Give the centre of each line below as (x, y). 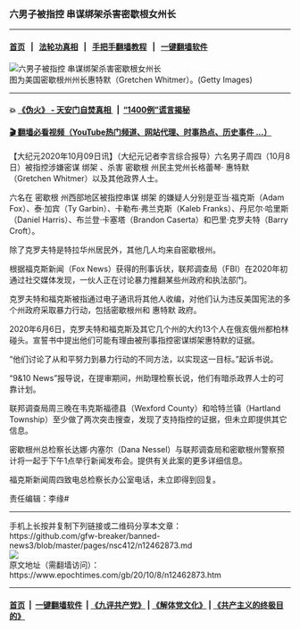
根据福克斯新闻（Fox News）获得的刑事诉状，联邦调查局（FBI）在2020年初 (149, 269)
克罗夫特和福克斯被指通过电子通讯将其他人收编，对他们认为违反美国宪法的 (146, 299)
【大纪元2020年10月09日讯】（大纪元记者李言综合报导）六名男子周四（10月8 (150, 156)
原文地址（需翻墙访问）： (54, 565)
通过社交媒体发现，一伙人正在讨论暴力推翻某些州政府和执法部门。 (130, 280)
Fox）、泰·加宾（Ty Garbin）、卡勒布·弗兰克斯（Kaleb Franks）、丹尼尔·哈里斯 (149, 209)
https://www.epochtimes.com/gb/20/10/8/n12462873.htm (115, 575)
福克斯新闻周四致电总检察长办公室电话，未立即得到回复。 (115, 480)
